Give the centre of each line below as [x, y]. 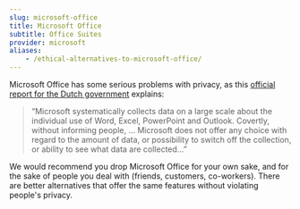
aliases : [26, 51]
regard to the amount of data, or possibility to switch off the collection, [161, 140]
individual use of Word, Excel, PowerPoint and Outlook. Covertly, [150, 121]
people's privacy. [41, 195]
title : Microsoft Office [56, 26]
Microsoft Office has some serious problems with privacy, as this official [142, 84]
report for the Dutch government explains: [87, 94]
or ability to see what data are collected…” [109, 149]
